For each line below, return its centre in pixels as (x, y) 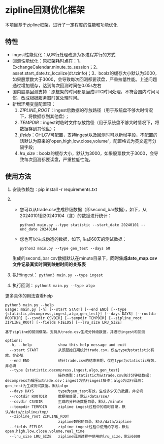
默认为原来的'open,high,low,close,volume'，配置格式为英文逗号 (88, 141)
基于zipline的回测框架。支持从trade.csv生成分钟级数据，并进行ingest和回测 (75, 332)
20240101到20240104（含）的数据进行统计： (66, 216)
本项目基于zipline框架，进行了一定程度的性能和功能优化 (61, 25)
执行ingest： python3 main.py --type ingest (58, 275)
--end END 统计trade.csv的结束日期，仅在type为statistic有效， (84, 361)
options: (14, 340)
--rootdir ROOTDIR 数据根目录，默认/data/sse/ (60, 396)
